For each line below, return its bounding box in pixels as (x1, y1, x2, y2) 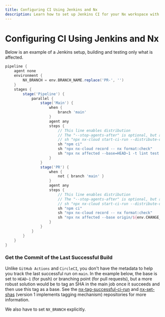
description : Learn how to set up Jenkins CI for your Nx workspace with (5, 12, 160, 17)
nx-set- (139, 286, 155, 292)
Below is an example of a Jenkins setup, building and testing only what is (5, 49, 153, 55)
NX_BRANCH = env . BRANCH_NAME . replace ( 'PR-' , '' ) (23, 78, 124, 83)
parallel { (31, 96, 54, 101)
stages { (14, 87, 32, 92)
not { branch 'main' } (57, 174, 105, 179)
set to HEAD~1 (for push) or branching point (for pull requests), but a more (5, 276, 152, 282)
